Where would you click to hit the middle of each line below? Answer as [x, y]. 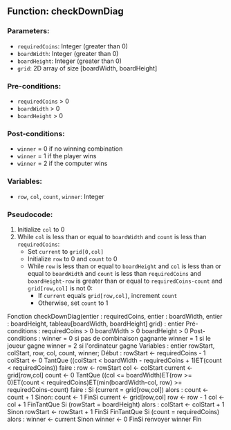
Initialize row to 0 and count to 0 [72, 259]
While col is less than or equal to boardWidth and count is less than [112, 236]
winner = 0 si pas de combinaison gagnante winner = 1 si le [126, 338]
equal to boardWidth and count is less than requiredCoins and [114, 273]
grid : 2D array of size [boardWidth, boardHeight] [87, 68]
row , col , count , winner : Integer [61, 196]
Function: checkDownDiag [65, 11]
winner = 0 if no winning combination [70, 149]
